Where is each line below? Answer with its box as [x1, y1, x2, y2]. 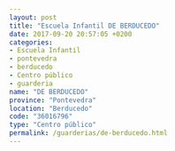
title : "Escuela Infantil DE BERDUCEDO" [9, 21, 161, 30]
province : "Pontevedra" [9, 95, 97, 105]
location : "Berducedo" [9, 104, 93, 113]
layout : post [9, 12, 57, 22]
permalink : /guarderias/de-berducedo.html [9, 129, 168, 138]
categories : [9, 37, 53, 47]
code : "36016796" [9, 112, 73, 121]
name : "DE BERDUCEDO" [9, 87, 89, 96]
